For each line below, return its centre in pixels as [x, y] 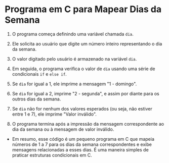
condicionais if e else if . [39, 74]
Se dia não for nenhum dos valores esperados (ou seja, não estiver [82, 108]
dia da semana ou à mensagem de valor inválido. [63, 129]
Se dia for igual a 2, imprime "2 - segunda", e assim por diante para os [86, 93]
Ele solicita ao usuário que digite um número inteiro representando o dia [87, 43]
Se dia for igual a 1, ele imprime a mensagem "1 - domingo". [74, 84]
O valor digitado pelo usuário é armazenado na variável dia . [74, 59]
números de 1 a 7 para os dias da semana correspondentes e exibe [82, 144]
